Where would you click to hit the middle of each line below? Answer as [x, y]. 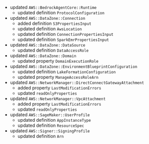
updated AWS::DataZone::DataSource [48, 45]
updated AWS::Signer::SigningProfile [50, 131]
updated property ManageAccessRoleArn [58, 77]
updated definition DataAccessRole [53, 50]
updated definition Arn [41, 136]
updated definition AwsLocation [50, 29]
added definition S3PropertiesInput [55, 23]
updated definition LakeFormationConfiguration [67, 72]
